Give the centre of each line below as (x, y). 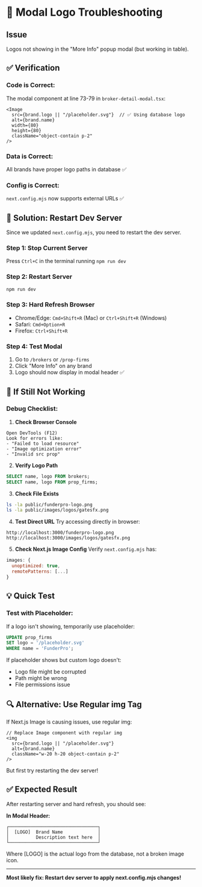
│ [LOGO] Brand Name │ (54, 832)
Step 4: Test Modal (34, 346)
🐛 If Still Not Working (46, 392)
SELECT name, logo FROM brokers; (48, 476)
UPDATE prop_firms (29, 637)
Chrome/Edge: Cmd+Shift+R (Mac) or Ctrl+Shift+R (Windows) (91, 318)
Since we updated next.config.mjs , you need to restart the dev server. (94, 232)
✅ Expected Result (42, 790)
